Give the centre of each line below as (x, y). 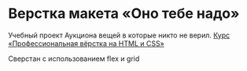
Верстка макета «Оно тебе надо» (124, 14)
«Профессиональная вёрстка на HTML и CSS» (87, 43)
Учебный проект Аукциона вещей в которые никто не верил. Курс (119, 35)
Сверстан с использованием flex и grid (74, 59)
